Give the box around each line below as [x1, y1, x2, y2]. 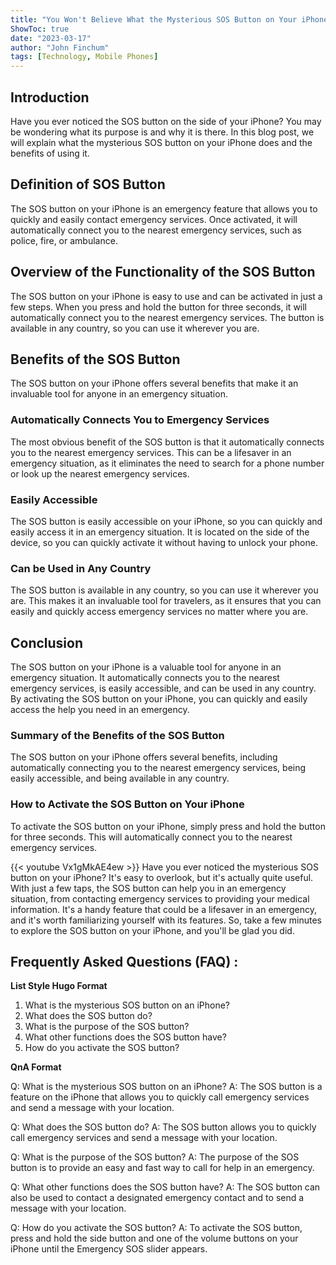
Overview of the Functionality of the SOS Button [10, 264, 316, 281]
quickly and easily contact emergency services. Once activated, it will [10, 213, 298, 225]
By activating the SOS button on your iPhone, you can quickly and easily [10, 693, 308, 705]
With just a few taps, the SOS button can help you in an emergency [10, 882, 287, 894]
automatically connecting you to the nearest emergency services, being [10, 762, 307, 774]
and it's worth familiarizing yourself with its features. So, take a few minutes [10, 914, 323, 926]
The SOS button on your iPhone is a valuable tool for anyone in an [10, 661, 282, 673]
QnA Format [10, 1061, 62, 1073]
